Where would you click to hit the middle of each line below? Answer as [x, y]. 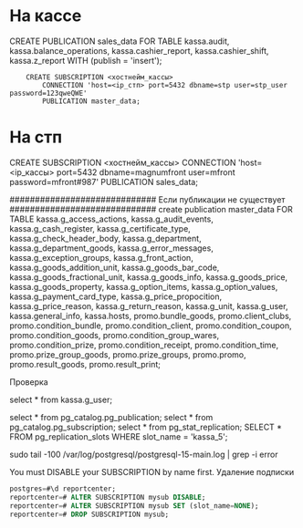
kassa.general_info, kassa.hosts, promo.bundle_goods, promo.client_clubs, [151, 316]
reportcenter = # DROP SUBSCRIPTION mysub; [89, 514]
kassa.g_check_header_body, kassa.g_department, [106, 238]
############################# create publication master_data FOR [151, 209]
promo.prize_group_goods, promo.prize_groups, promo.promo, [128, 354]
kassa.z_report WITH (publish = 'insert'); [86, 60]
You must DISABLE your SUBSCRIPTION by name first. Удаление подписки [152, 471]
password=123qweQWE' [49, 93]
